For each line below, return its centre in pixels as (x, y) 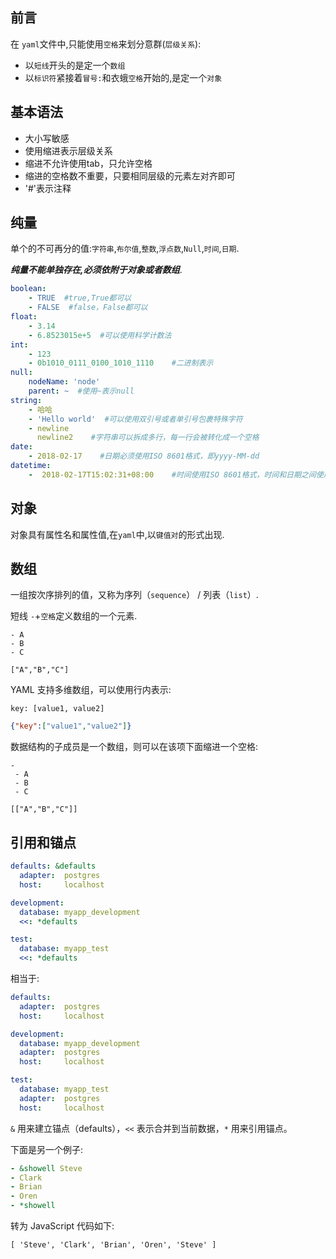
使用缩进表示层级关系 (68, 150)
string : (26, 400)
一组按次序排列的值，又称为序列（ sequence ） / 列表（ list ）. (134, 595)
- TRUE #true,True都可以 (80, 298)
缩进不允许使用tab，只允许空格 (88, 163)
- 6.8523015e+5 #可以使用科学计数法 (100, 335)
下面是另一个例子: (47, 1149)
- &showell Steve (46, 1168)
